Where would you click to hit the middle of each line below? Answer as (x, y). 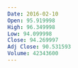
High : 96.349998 (31, 27)
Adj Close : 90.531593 (39, 47)
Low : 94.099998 (30, 34)
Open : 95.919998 (31, 21)
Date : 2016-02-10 (33, 14)
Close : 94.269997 (33, 40)
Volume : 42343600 (33, 54)
